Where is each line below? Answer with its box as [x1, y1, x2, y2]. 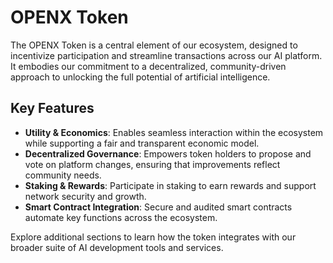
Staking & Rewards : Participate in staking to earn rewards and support [24, 179, 317, 191]
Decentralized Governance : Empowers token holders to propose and [24, 147, 312, 160]
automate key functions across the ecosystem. [24, 211, 218, 223]
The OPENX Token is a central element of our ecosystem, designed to [10, 39, 298, 51]
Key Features [10, 100, 95, 117]
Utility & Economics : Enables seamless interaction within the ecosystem [24, 126, 324, 138]
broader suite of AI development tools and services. [10, 241, 224, 253]
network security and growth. [24, 190, 147, 202]
